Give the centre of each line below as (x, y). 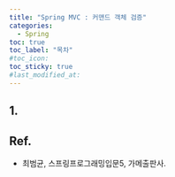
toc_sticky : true (41, 67)
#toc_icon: (29, 58)
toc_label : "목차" (41, 50)
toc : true (27, 42)
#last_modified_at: (45, 75)
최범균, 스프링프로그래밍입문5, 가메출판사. (94, 163)
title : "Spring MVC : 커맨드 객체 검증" (78, 17)
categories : (31, 26)
